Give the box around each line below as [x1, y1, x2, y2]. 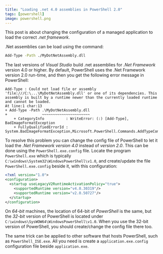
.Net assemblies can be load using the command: [5, 44, 104, 50]
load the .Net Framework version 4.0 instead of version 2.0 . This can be [5, 143, 149, 149]
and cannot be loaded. [5, 100, 51, 105]
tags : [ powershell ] [5, 12, 45, 16]
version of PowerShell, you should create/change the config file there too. [5, 224, 153, 230]
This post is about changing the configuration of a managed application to [5, 30, 153, 35]
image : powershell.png [5, 16, 51, 21]
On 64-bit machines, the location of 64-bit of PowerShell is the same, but [5, 209, 152, 214]
